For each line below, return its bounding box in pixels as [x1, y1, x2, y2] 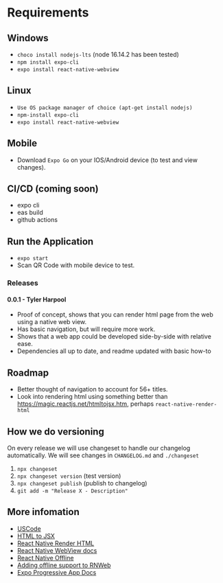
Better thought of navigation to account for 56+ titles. [16, 385, 168, 393]
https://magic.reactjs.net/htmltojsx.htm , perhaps [16, 400, 154, 408]
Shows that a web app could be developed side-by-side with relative [16, 332, 211, 341]
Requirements [7, 5, 89, 21]
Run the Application [7, 236, 94, 247]
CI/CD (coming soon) [7, 183, 99, 195]
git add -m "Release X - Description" [16, 488, 128, 494]
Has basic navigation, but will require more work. [16, 325, 156, 334]
